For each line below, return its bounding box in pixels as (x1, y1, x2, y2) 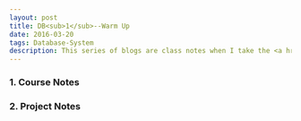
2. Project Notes (9, 99, 81, 112)
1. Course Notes (9, 76, 80, 89)
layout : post (9, 13, 58, 22)
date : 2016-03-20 (9, 30, 74, 39)
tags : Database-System (9, 38, 94, 48)
